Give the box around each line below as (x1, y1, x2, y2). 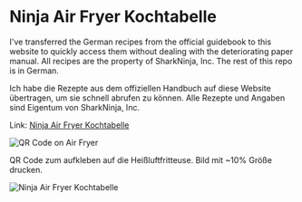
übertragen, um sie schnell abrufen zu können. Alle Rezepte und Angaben (9, 92, 286, 103)
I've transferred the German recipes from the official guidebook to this (9, 36, 272, 47)
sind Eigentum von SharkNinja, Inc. (9, 101, 141, 112)
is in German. (9, 65, 59, 76)
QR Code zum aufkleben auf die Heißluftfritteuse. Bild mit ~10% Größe (9, 154, 272, 165)
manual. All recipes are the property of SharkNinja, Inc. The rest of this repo (9, 55, 293, 66)
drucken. (9, 164, 43, 175)
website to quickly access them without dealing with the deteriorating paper (9, 45, 293, 56)
